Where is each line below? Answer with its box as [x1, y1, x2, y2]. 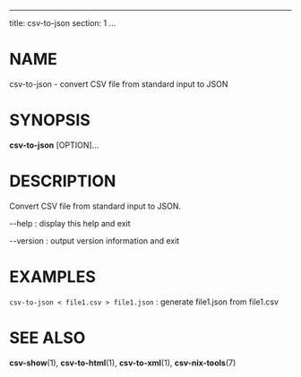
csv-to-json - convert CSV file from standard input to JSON [9, 78, 228, 90]
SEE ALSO [9, 328, 86, 347]
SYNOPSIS [9, 110, 91, 131]
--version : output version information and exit [9, 235, 180, 246]
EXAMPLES [9, 267, 96, 287]
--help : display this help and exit [9, 218, 131, 228]
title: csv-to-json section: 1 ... [9, 18, 116, 28]
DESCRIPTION [9, 171, 116, 192]
